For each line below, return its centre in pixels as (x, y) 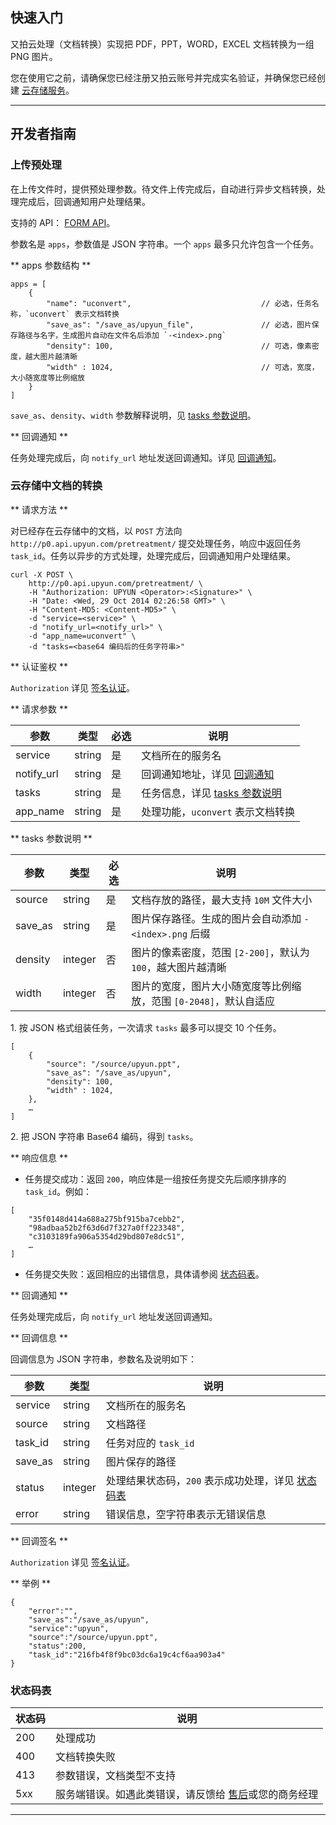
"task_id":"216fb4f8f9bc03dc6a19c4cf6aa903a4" (127, 1654)
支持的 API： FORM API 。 (63, 222)
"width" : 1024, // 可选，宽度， (183, 367)
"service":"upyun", (69, 1628)
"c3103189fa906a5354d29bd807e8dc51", (107, 1236)
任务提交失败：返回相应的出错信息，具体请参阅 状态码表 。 (144, 1274)
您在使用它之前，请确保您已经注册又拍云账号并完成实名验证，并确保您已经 (163, 77)
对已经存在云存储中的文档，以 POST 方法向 (96, 530)
